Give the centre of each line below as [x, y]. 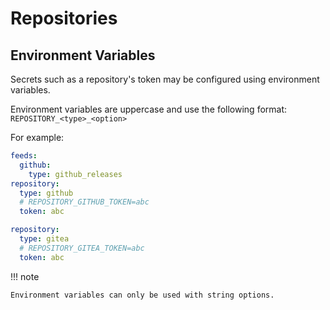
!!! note [25, 276]
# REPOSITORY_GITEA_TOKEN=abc [82, 248]
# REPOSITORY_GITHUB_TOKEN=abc [84, 202]
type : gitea [44, 239]
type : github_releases [75, 174]
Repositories [64, 18]
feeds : [24, 156]
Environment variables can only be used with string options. [142, 295]
